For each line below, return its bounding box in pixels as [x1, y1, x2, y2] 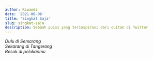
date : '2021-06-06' [5, 12, 45, 16]
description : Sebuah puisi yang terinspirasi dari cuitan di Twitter [5, 25, 149, 30]
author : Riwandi [5, 7, 38, 12]
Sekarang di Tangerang [5, 44, 52, 49]
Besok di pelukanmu [5, 49, 46, 55]
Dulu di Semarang [5, 38, 41, 44]
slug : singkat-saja [5, 20, 45, 26]
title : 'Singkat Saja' [5, 16, 51, 21]
